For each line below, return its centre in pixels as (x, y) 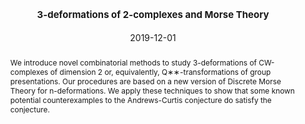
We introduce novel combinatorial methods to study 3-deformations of (133, 62)
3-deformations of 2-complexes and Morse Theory (153, 15)
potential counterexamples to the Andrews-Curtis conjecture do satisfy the (140, 99)
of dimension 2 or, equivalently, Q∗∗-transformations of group (160, 71)
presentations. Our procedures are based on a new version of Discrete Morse (145, 81)
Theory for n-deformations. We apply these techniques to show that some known (152, 90)
